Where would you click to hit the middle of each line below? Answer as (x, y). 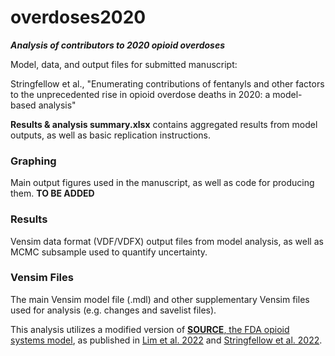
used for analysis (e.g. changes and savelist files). (113, 310)
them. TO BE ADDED (52, 193)
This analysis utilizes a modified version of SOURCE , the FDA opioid (150, 329)
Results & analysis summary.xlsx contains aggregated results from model (164, 124)
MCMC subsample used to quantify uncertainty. (109, 252)
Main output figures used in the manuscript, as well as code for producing (162, 183)
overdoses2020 (78, 17)
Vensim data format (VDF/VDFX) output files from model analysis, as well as (167, 241)
